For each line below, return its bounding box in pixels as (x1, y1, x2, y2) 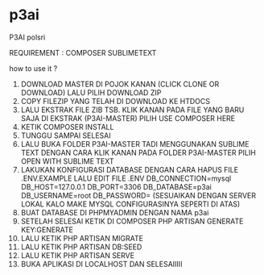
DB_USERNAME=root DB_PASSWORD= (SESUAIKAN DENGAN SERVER (20, 190, 257, 200)
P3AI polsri (9, 32, 46, 42)
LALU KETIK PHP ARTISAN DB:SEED (20, 242, 142, 252)
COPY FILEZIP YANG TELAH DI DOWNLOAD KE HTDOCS (20, 96, 210, 106)
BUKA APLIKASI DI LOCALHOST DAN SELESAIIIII (20, 259, 183, 269)
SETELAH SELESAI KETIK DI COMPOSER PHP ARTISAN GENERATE (20, 216, 244, 226)
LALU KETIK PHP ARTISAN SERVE (20, 250, 135, 260)
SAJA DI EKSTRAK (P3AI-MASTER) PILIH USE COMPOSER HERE (20, 113, 236, 123)
